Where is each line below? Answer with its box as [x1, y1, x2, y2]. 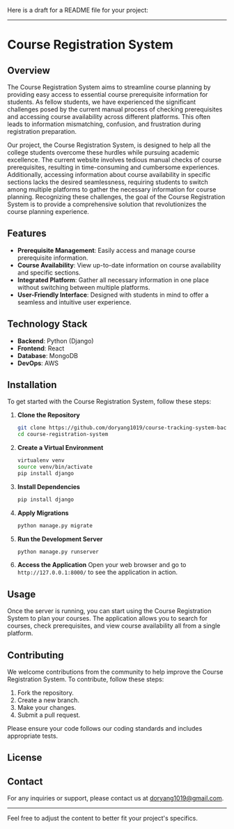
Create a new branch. [17, 696, 80, 704]
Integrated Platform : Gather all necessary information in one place [17, 275, 209, 284]
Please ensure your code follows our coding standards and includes [7, 725, 203, 733]
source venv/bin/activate [17, 463, 93, 471]
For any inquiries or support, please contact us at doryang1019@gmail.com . [7, 794, 224, 803]
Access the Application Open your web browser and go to [17, 561, 187, 569]
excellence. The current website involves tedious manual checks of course [7, 156, 221, 164]
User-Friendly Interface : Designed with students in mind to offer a [17, 290, 209, 299]
